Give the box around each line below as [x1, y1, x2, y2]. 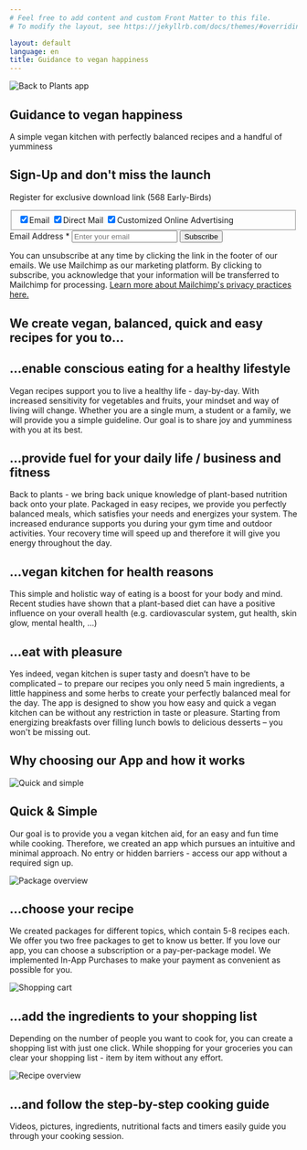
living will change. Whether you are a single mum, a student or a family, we [9, 404, 291, 416]
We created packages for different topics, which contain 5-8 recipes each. [9, 925, 291, 937]
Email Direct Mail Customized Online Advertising [28, 214, 235, 225]
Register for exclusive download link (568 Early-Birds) [9, 191, 212, 202]
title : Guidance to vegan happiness [9, 56, 149, 65]
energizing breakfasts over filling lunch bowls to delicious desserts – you [9, 717, 283, 728]
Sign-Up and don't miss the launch [9, 167, 212, 183]
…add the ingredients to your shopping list [9, 1008, 258, 1024]
